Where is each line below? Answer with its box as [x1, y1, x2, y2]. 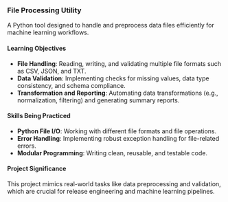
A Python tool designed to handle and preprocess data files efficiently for [7, 21, 215, 30]
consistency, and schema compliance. [16, 81, 126, 89]
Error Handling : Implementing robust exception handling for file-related [16, 134, 220, 142]
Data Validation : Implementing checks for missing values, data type [16, 74, 209, 82]
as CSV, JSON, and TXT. [16, 67, 87, 75]
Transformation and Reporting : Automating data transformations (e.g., [16, 89, 218, 97]
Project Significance [7, 164, 67, 173]
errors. [16, 142, 36, 150]
